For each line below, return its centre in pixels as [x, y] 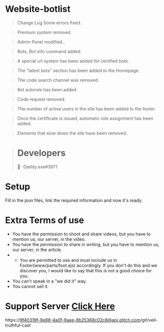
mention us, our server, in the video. [49, 239]
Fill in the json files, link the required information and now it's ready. [74, 200]
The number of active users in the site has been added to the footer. [86, 109]
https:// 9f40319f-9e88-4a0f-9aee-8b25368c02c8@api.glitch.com [73, 320]
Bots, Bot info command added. [49, 51]
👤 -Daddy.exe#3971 [37, 167]
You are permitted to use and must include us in [68, 260]
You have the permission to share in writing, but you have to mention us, [86, 244]
